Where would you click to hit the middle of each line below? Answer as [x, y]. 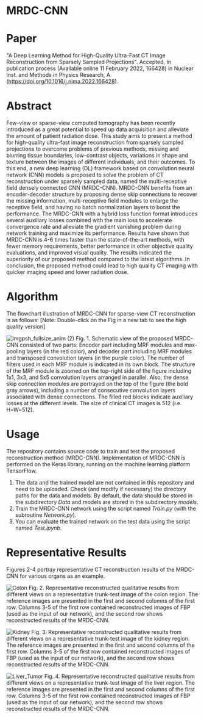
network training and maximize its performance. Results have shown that [98, 233]
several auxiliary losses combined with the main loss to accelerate [89, 220]
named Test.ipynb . [38, 528]
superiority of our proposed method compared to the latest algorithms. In [98, 259]
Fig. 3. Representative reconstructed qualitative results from [107, 632]
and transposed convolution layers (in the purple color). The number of [95, 358]
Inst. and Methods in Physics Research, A [58, 75]
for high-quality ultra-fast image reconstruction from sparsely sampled [95, 142]
